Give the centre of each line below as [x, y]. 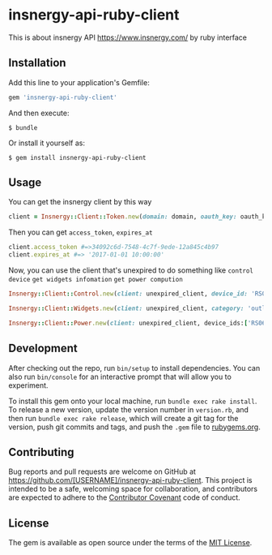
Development [43, 348]
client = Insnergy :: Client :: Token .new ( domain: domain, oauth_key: [123, 217]
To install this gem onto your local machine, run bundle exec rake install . [133, 401]
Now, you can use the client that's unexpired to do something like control [131, 270]
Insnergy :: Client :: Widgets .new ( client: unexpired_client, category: [126, 308]
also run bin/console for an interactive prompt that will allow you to [120, 376]
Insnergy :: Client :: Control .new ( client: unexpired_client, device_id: [128, 294]
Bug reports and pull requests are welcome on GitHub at [102, 471]
